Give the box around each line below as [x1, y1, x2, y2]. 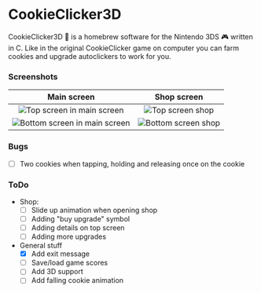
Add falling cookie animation [31, 276, 124, 285]
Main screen [46, 92, 96, 103]
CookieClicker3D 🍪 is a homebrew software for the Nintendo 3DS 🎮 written [8, 31, 254, 41]
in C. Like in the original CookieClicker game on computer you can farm [8, 43, 240, 53]
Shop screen [154, 92, 204, 103]
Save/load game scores [31, 258, 108, 268]
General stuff [19, 241, 63, 251]
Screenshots [8, 71, 58, 82]
